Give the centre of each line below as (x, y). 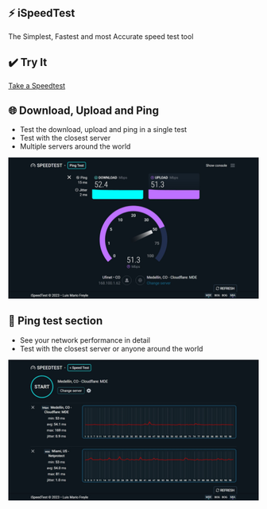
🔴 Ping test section (56, 321)
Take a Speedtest (37, 85)
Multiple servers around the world (75, 146)
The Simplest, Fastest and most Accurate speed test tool (101, 36)
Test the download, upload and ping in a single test (103, 130)
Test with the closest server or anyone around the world (111, 348)
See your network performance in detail (85, 340)
